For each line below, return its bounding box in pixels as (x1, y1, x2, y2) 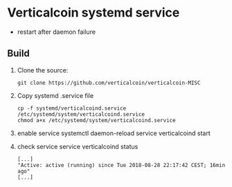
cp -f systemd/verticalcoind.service (17, 105, 127, 112)
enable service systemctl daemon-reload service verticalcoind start (17, 129, 211, 137)
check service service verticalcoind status (17, 142, 139, 150)
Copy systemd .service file (17, 91, 94, 99)
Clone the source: (17, 66, 69, 74)
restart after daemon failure (17, 28, 96, 36)
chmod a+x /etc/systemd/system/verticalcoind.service (17, 117, 176, 124)
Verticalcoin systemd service (7, 5, 180, 21)
